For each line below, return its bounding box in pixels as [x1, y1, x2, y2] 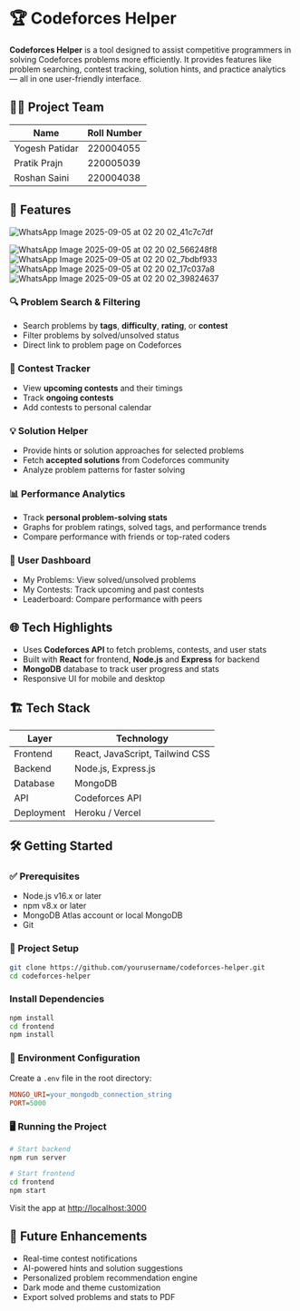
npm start [9, 1187, 47, 1196]
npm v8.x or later [22, 901, 87, 912]
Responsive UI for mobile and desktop [22, 673, 166, 684]
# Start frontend [9, 1169, 75, 1178]
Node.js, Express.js [73, 762, 156, 774]
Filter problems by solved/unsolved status [22, 330, 179, 340]
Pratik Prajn [14, 156, 63, 169]
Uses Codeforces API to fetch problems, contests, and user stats [22, 644, 267, 655]
